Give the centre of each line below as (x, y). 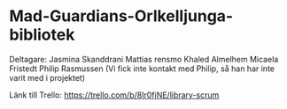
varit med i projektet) (47, 77)
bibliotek (42, 35)
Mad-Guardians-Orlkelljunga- (121, 16)
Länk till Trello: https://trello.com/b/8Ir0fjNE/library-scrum (114, 95)
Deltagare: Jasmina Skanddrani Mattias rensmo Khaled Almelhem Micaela (144, 59)
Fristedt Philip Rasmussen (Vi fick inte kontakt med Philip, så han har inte (142, 69)
